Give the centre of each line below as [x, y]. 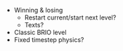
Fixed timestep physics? [49, 40]
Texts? [34, 25]
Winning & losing [38, 10]
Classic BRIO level [40, 32]
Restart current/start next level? [70, 17]
